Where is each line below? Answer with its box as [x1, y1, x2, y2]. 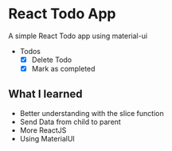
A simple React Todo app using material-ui [8, 31, 148, 41]
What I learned [8, 87, 83, 101]
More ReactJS [19, 125, 67, 135]
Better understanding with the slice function [19, 108, 165, 118]
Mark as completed [31, 64, 96, 73]
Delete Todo [31, 55, 72, 64]
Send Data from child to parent [19, 117, 121, 126]
